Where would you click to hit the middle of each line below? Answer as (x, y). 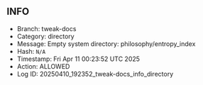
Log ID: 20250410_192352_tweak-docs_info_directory (95, 74)
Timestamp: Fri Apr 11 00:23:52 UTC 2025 (78, 59)
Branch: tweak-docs (46, 28)
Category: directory (46, 36)
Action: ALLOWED (43, 66)
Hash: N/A (31, 51)
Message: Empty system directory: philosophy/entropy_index (106, 44)
